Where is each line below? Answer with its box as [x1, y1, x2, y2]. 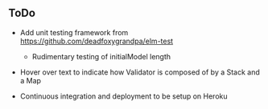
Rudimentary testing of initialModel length [31, 51, 171, 61]
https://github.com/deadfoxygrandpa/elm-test [19, 36, 174, 46]
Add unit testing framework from [19, 27, 129, 37]
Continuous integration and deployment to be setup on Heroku [19, 91, 228, 101]
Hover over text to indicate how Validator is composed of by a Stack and [19, 67, 260, 77]
